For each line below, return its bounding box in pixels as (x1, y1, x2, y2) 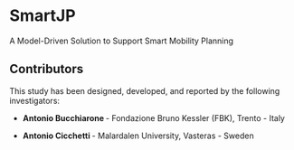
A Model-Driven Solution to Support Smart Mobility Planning (9, 35, 233, 46)
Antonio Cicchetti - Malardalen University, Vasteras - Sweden (22, 130, 255, 141)
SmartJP (9, 5, 76, 26)
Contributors (9, 61, 84, 77)
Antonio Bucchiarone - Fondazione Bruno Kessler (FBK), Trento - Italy (22, 112, 285, 123)
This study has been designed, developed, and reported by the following (9, 85, 280, 96)
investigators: (9, 95, 61, 106)
